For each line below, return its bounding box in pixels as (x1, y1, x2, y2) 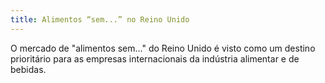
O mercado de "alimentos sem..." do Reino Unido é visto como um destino (10, 42, 316, 54)
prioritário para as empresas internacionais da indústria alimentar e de (10, 52, 300, 65)
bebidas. (10, 63, 47, 75)
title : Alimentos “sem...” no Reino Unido (10, 14, 190, 25)
